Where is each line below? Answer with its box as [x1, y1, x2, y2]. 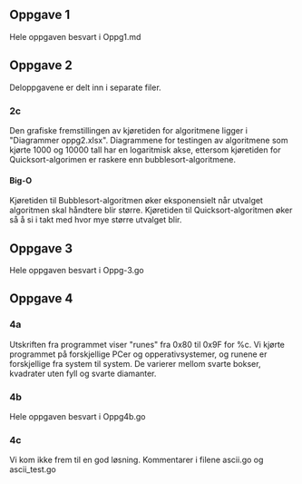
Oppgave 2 [9, 58, 73, 74]
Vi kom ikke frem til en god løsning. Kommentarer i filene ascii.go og [9, 454, 264, 466]
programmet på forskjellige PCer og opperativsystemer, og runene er [9, 349, 268, 360]
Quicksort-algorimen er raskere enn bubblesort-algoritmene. [9, 153, 237, 164]
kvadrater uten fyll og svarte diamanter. [9, 368, 157, 379]
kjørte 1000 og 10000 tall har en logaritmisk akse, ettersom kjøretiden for [9, 144, 281, 155]
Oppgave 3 [9, 241, 73, 256]
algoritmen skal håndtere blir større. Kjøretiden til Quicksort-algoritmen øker [9, 204, 293, 216]
